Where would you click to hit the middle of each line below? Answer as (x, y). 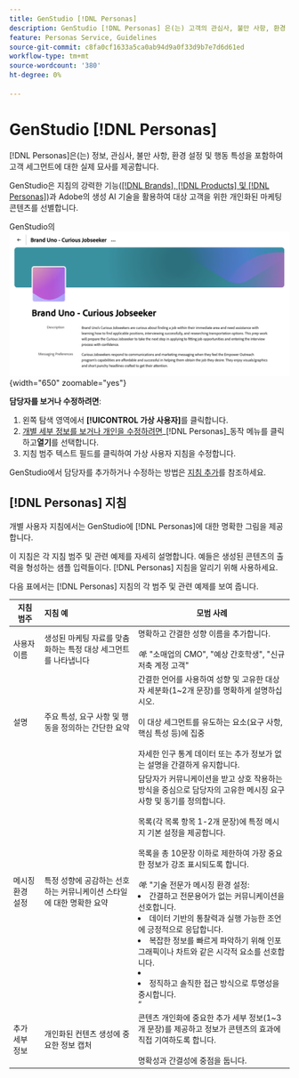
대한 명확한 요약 (81, 902)
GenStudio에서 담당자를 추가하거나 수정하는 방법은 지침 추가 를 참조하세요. (138, 472)
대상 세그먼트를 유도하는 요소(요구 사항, (215, 721)
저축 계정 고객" (163, 665)
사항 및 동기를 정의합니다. (182, 801)
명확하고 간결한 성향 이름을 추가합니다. (204, 633)
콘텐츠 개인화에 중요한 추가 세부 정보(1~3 (210, 1018)
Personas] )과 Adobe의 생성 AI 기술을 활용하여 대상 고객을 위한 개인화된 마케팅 (145, 197)
